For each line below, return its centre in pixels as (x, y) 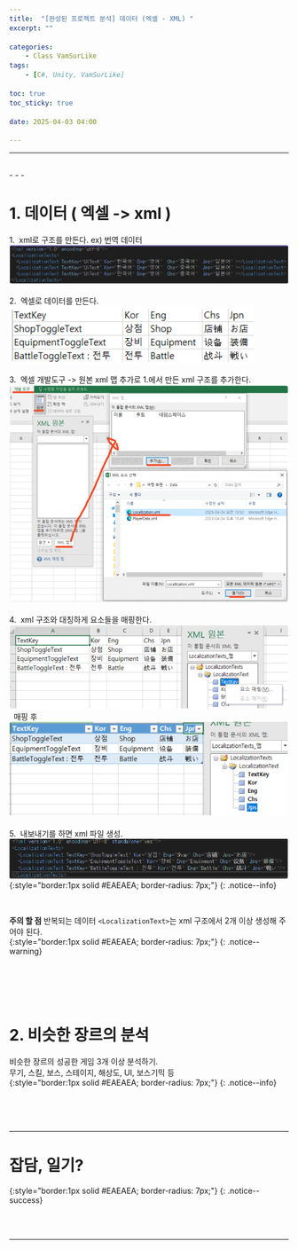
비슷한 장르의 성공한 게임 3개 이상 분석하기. (84, 1061)
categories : (31, 47)
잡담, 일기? (47, 1165)
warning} (26, 951)
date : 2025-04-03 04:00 (53, 122)
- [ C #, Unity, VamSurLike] (75, 75)
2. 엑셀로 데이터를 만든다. (54, 301)
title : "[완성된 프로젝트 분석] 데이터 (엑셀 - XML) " (102, 19)
